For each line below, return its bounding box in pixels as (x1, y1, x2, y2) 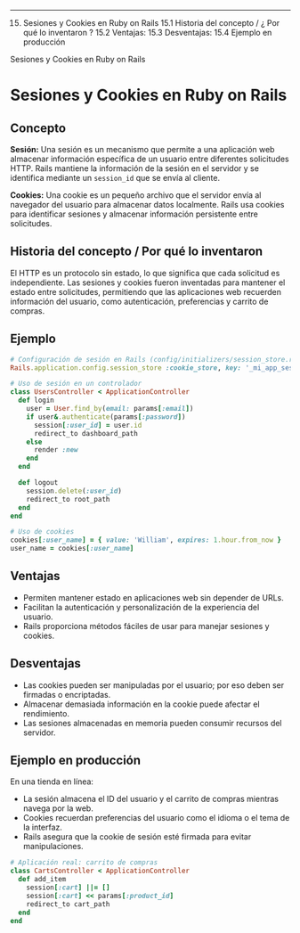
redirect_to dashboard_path (33, 429, 139, 438)
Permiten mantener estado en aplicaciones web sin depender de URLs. (22, 592, 284, 602)
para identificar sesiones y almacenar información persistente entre (10, 209, 259, 219)
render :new (33, 446, 78, 454)
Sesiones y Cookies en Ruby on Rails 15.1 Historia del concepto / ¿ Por (22, 18, 280, 28)
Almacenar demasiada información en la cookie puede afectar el (22, 699, 261, 709)
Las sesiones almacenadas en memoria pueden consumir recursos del (22, 717, 283, 728)
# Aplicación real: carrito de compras (10, 858, 158, 867)
